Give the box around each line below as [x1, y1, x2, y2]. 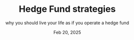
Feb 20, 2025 [53, 29, 81, 35]
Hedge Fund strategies [19, 3, 116, 15]
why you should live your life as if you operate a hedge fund [5, 20, 129, 26]
